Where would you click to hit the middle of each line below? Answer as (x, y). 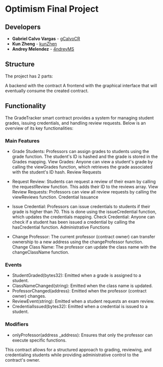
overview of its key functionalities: (39, 128)
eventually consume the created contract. (47, 91)
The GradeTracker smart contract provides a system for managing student (80, 117)
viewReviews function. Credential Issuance (55, 197)
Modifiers (17, 324)
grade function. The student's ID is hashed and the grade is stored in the (85, 156)
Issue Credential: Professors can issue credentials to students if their (81, 206)
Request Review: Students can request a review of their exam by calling (84, 181)
